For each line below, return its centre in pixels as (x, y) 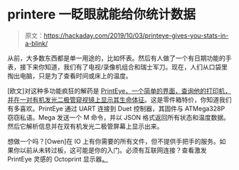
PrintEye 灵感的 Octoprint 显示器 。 (58, 159)
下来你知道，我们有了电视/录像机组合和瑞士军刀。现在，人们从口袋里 (127, 67)
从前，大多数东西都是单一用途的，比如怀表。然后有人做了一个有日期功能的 (116, 58)
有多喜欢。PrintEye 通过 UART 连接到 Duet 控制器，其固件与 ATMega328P (116, 108)
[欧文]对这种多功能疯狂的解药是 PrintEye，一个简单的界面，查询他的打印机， (119, 91)
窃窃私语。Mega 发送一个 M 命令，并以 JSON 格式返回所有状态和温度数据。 (118, 117)
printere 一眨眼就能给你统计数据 (101, 15)
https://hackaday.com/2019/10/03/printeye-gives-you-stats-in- (136, 35)
